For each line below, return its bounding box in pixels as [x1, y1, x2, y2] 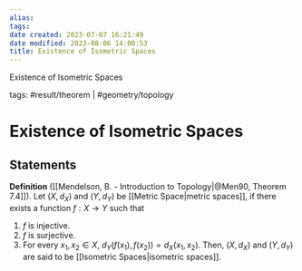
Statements [9, 157, 77, 172]
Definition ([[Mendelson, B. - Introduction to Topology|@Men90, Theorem [9, 181, 287, 192]
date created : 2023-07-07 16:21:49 [9, 30, 144, 39]
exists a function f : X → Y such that [9, 202, 145, 213]
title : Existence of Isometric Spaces [9, 47, 156, 56]
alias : [9, 13, 34, 23]
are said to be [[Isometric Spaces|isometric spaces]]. [22, 251, 222, 262]
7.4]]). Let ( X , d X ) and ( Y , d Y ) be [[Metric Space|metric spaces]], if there [9, 191, 277, 204]
